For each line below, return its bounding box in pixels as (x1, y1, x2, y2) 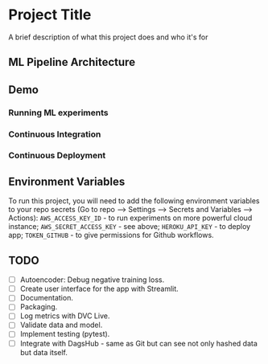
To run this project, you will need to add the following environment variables (8, 196, 260, 206)
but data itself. (19, 347, 68, 357)
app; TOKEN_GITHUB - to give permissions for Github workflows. (8, 231, 215, 240)
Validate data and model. (19, 320, 103, 330)
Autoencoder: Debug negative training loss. (19, 275, 165, 284)
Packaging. (19, 302, 58, 312)
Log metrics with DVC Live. (19, 311, 110, 321)
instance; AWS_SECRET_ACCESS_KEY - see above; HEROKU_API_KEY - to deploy (8, 222, 251, 231)
